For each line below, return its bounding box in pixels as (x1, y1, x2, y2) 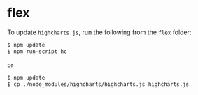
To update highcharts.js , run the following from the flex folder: (7, 28, 192, 36)
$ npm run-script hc (7, 47, 68, 55)
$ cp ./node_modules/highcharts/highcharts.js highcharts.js (7, 80, 190, 88)
